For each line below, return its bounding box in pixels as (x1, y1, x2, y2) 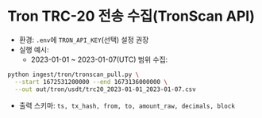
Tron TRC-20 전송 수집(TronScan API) (7, 7, 256, 25)
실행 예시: (18, 44, 49, 54)
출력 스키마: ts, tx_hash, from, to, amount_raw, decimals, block (18, 101, 236, 110)
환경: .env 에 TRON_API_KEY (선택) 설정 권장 (18, 35, 149, 44)
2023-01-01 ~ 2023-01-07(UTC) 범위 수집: (30, 55, 168, 64)
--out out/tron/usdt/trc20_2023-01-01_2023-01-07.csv (14, 85, 196, 93)
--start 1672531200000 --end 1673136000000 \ (14, 78, 168, 86)
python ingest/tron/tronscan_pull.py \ (7, 70, 140, 78)
